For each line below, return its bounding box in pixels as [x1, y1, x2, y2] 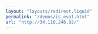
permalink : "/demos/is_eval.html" [5, 14, 90, 20]
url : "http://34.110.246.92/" [5, 19, 80, 25]
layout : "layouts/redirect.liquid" [5, 8, 93, 14]
